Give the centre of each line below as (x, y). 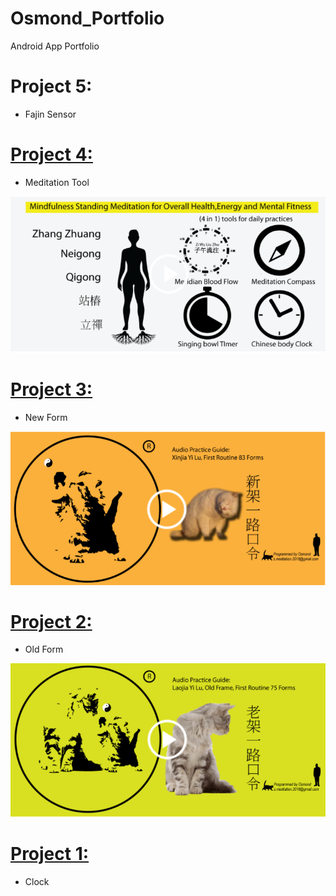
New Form (46, 418)
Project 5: (51, 86)
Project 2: (51, 621)
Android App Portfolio (55, 46)
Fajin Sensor (50, 114)
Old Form (44, 649)
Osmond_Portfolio (87, 18)
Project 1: (50, 854)
